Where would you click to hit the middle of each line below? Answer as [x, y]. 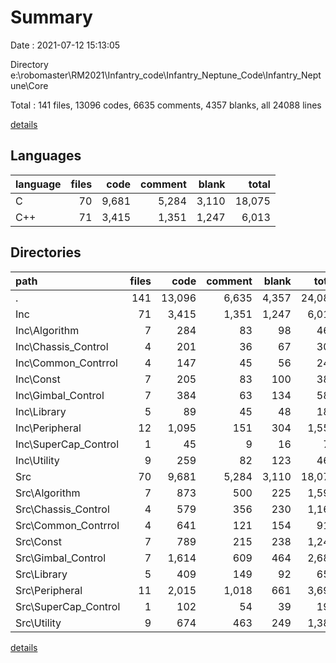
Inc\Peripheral [48, 428]
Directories [46, 252]
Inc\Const [38, 379]
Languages [46, 156]
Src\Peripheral [49, 590]
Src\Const [38, 541]
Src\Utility [38, 623]
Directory [29, 64]
